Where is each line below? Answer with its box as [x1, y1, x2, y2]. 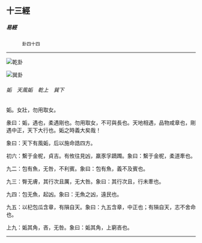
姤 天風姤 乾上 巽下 [6, 86, 64, 93]
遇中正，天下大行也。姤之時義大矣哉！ [6, 126, 101, 134]
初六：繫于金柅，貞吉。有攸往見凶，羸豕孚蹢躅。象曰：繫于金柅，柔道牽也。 [6, 152, 196, 159]
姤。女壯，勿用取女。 [6, 106, 59, 113]
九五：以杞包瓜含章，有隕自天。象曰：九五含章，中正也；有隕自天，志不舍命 [6, 203, 196, 210]
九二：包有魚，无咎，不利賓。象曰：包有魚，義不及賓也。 [6, 165, 148, 172]
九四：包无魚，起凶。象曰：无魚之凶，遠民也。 [6, 191, 122, 198]
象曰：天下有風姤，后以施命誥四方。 [6, 139, 96, 147]
